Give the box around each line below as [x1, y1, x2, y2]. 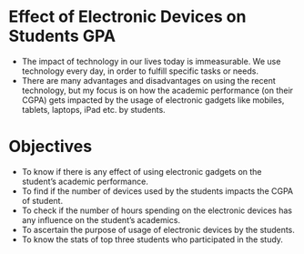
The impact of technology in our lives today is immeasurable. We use [21, 56, 281, 66]
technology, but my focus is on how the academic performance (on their [21, 85, 293, 96]
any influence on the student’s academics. [21, 214, 181, 225]
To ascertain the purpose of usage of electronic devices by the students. [21, 224, 295, 235]
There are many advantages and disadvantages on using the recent [21, 75, 277, 86]
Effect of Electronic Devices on [8, 6, 247, 27]
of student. [21, 195, 64, 206]
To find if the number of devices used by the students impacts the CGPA [21, 185, 293, 197]
